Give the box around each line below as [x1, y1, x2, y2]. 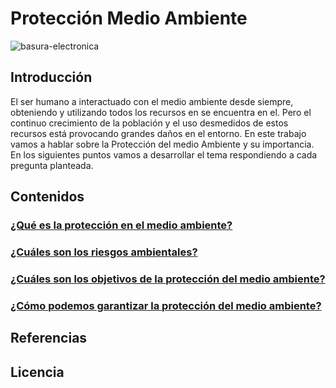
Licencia [10, 363, 65, 381]
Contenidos [10, 188, 85, 206]
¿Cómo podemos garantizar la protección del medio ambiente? [10, 298, 322, 312]
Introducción [10, 69, 93, 86]
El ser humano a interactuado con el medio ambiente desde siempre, [10, 95, 294, 107]
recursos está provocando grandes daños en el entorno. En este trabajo [10, 127, 307, 139]
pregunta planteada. [10, 159, 94, 171]
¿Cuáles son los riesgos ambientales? [10, 245, 198, 259]
